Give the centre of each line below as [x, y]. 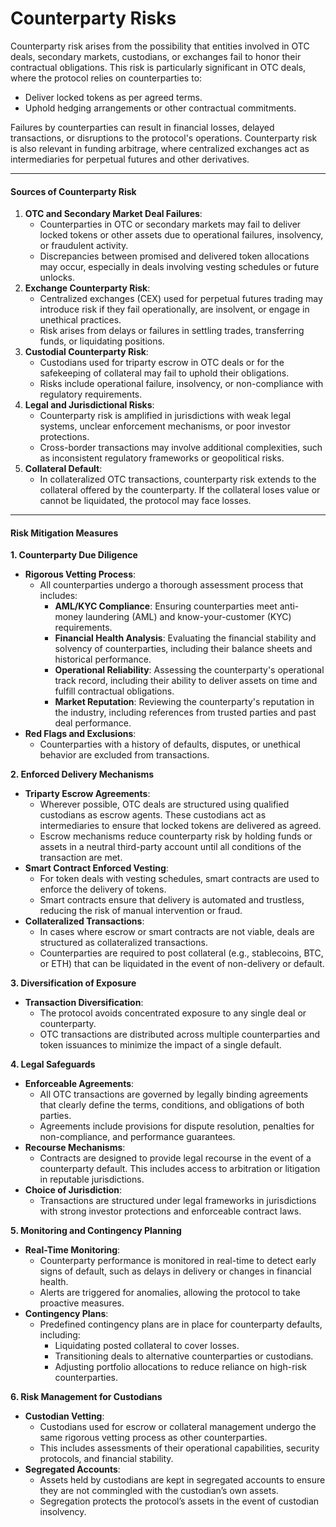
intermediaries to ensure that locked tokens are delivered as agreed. [180, 826]
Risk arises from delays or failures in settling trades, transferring [172, 331]
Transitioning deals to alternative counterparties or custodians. [184, 1356]
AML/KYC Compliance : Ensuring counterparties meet [166, 606]
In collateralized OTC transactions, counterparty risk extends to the [178, 479]
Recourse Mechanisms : [75, 1148]
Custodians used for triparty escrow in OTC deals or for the [162, 363]
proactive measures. [82, 1303]
